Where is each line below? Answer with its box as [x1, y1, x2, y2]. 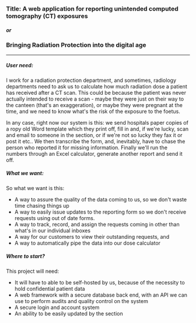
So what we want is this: [6, 184, 65, 191]
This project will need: [6, 267, 60, 274]
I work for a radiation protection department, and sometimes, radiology [6, 77, 177, 84]
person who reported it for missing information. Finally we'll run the [6, 144, 168, 151]
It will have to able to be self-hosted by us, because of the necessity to [14, 279, 185, 286]
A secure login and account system [14, 304, 100, 311]
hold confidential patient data [14, 285, 86, 292]
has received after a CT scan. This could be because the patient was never [6, 89, 187, 96]
